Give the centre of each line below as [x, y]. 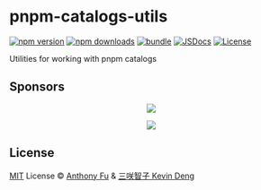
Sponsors [37, 87]
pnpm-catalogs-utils [89, 17]
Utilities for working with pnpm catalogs [83, 58]
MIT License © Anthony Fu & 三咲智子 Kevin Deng [102, 176]
